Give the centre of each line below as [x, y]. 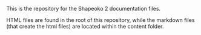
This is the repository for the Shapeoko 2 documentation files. [84, 9]
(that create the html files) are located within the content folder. [85, 26]
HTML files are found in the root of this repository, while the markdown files [100, 20]
